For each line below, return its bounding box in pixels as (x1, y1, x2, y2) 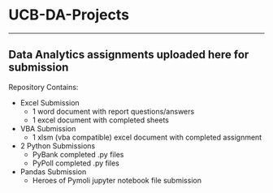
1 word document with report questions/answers (32, 106, 195, 116)
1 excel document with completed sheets (32, 115, 169, 125)
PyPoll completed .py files (32, 158, 119, 168)
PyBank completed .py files (32, 149, 124, 159)
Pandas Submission (19, 166, 87, 176)
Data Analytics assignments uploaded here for (8, 48, 249, 62)
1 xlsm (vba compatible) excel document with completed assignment (32, 132, 262, 142)
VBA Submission (19, 123, 76, 133)
